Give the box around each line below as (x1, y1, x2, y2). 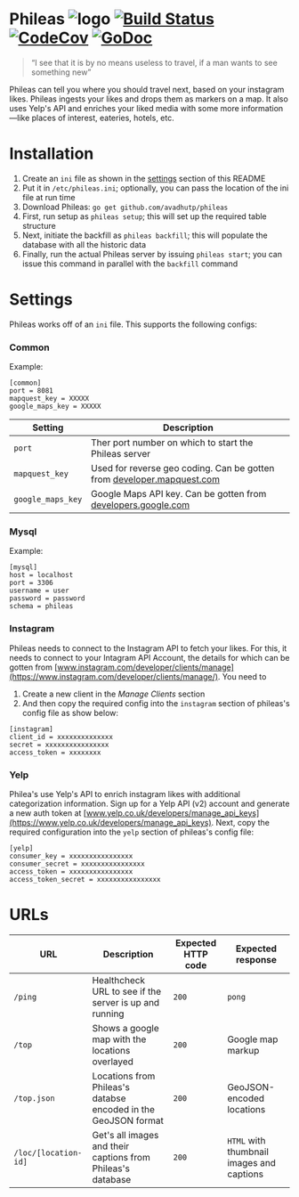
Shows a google (92, 1022, 160, 1034)
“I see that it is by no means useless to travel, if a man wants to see (30, 57, 278, 68)
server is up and (92, 996, 160, 1008)
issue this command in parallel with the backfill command (21, 258, 238, 269)
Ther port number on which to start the (90, 436, 254, 449)
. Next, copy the (211, 818, 270, 827)
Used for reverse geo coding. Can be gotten (90, 462, 275, 475)
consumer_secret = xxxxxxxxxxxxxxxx (9, 859, 145, 868)
